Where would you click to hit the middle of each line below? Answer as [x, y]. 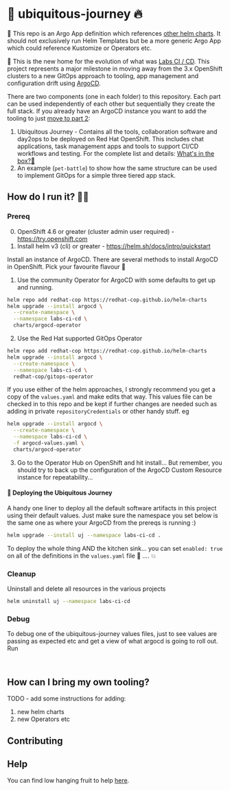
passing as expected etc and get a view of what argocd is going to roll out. [113, 641]
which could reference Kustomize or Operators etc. [80, 48]
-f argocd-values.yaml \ [49, 443]
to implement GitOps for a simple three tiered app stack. [96, 175]
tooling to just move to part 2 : [49, 118]
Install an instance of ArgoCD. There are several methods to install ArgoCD [113, 259]
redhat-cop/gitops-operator [54, 377]
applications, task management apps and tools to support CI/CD [108, 146]
